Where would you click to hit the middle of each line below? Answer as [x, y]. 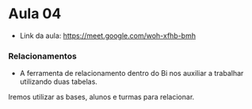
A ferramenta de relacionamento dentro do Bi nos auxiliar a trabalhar [132, 73]
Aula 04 [35, 14]
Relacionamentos [42, 56]
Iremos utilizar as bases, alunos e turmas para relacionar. [101, 97]
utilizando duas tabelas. [58, 82]
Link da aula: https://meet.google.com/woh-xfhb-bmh [108, 36]
